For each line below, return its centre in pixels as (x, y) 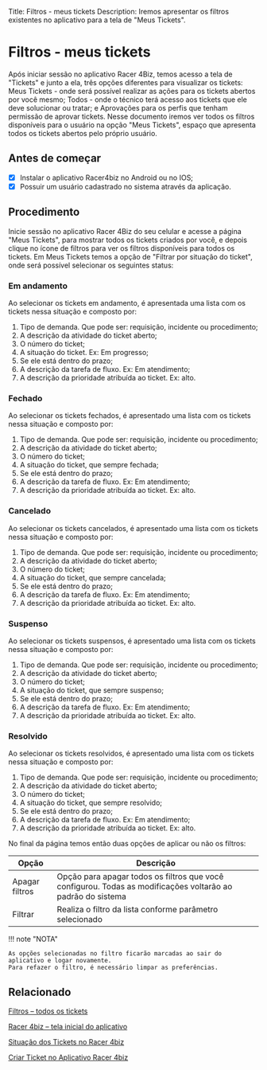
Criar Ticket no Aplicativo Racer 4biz (68, 1057)
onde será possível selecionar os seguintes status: (91, 265)
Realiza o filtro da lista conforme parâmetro (137, 909)
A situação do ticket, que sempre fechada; (89, 465)
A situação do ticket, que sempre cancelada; (93, 577)
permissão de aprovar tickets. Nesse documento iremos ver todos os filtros (132, 116)
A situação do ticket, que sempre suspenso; (92, 690)
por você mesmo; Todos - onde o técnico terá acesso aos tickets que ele (128, 100)
